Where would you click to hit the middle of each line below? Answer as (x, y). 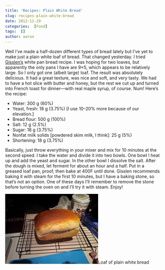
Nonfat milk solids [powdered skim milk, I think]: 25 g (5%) (72, 135)
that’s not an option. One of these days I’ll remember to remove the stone (80, 182)
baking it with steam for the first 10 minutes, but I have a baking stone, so (80, 176)
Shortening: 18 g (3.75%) (38, 140)
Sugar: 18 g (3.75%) (32, 130)
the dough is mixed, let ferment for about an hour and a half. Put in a (75, 166)
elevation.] (23, 114)
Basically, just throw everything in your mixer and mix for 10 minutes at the (81, 150)
